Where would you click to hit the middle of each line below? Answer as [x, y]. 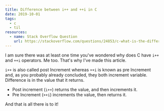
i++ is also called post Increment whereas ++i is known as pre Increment [78, 70]
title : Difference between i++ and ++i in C [51, 9]
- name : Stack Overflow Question [43, 37]
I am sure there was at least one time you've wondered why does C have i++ [82, 55]
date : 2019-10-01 [23, 14]
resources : [16, 32]
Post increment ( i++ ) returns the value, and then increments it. [75, 89]
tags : [10, 18]
